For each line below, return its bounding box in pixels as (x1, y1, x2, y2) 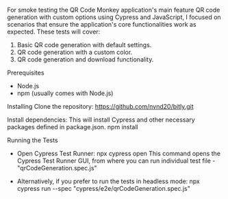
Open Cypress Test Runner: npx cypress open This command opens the (16, 150, 221, 157)
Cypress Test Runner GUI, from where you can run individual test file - (16, 157, 216, 165)
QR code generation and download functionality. (16, 55, 154, 64)
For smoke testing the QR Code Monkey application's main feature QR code (7, 6, 220, 14)
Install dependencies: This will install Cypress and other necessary (7, 116, 195, 124)
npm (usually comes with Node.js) (16, 89, 114, 97)
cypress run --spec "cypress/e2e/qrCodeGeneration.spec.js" (16, 185, 190, 192)
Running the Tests (7, 136, 58, 144)
